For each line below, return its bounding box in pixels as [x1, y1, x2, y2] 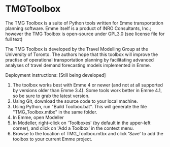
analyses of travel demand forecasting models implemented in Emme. [5, 62, 151, 68]
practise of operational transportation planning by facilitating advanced [5, 56, 154, 63]
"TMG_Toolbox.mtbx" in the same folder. [12, 109, 97, 115]
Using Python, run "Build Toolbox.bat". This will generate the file [12, 103, 147, 109]
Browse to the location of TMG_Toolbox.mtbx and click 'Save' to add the [12, 130, 163, 136]
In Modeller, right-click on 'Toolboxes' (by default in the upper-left [12, 120, 151, 126]
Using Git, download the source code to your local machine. [12, 98, 138, 104]
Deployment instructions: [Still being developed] [5, 72, 106, 78]
